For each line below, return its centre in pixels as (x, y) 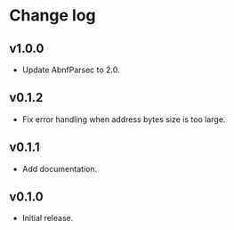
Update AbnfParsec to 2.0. (71, 70)
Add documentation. (60, 168)
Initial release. (48, 218)
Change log (52, 16)
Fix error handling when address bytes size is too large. (124, 119)
